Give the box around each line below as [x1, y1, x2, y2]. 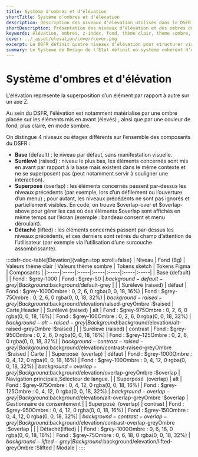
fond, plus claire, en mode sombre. [6, 122, 91, 129]
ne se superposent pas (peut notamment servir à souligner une [14, 170, 169, 177]
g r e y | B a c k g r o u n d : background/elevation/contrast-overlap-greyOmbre [6, 419, 175, 426]
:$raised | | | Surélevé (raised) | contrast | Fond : [52, 325, 169, 332]
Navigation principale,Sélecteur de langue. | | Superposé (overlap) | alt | [6, 375, 182, 382]
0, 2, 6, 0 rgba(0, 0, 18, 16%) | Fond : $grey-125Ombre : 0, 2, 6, [36, 331, 189, 339]
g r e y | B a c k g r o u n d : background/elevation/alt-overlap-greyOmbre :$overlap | [6, 394, 189, 401]
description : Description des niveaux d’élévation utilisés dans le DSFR [6, 19, 192, 25]
